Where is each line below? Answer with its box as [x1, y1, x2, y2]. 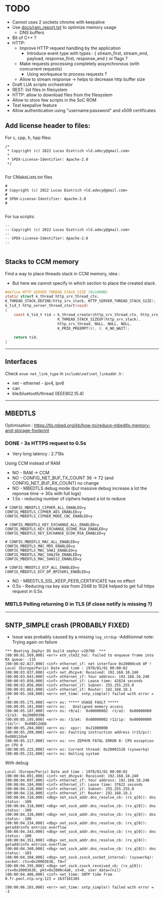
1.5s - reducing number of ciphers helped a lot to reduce [12, 495, 126, 501]
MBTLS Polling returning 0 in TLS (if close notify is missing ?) [5, 600, 153, 607]
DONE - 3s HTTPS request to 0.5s [5, 440, 86, 447]
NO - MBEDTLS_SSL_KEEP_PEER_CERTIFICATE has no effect [12, 578, 135, 584]
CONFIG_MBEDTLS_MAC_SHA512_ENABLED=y [5, 556, 82, 561]
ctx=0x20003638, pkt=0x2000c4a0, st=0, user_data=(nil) [5, 868, 121, 873]
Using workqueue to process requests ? [26, 71, 107, 77]
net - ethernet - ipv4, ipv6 [12, 380, 64, 386]
